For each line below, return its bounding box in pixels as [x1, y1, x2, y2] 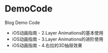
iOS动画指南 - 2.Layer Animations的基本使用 [12, 29, 103, 35]
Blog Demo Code [5, 19, 40, 25]
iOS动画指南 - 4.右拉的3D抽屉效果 [12, 42, 82, 48]
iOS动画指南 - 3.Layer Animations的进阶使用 [12, 36, 103, 42]
